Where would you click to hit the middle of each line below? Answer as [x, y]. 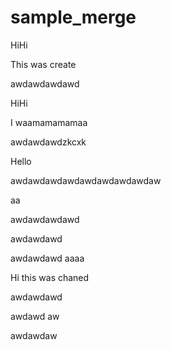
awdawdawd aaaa [47, 258]
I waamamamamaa [49, 122]
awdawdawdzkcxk [48, 142]
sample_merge [73, 17]
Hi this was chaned [50, 277]
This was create [43, 64]
